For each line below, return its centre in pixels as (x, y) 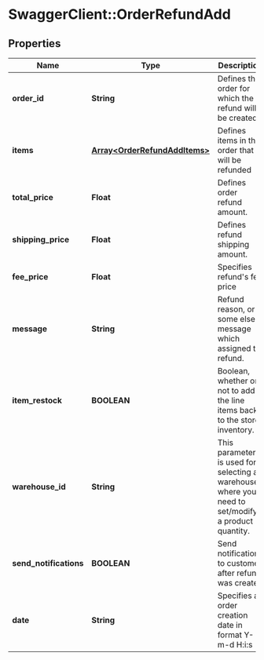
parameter (236, 452)
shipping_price (40, 239)
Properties (35, 44)
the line (231, 400)
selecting (234, 472)
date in (230, 625)
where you (237, 492)
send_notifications (48, 563)
